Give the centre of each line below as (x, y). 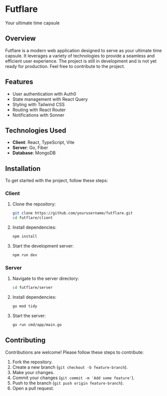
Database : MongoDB (34, 153)
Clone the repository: (34, 204)
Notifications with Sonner (38, 115)
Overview (21, 38)
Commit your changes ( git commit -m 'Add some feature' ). (74, 378)
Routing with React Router (39, 110)
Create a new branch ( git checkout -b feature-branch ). (70, 367)
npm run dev (25, 255)
